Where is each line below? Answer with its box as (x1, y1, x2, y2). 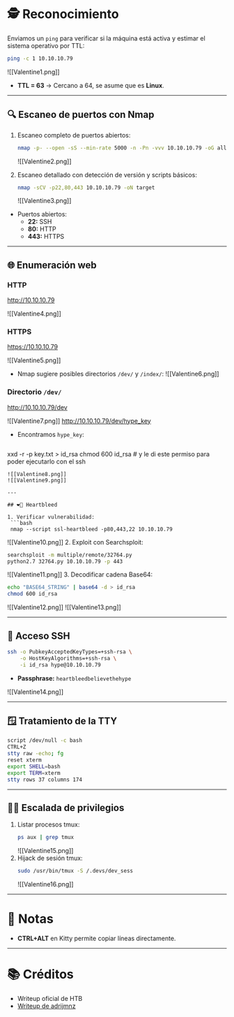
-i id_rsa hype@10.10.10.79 (19, 661, 101, 668)
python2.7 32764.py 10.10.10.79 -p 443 (7, 558, 123, 565)
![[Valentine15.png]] (17, 847, 74, 855)
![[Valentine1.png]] (7, 68, 61, 76)
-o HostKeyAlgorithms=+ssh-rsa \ (19, 655, 117, 662)
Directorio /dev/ (7, 387, 62, 397)
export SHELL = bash (7, 763, 61, 770)
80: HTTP (27, 225, 57, 233)
